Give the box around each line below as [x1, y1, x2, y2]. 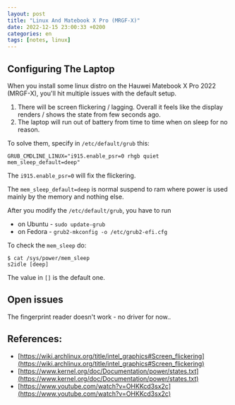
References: [7, 333, 62, 345]
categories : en [7, 30, 52, 37]
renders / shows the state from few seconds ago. [17, 110, 161, 119]
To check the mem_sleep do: [7, 241, 87, 250]
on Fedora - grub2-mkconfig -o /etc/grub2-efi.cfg [17, 227, 168, 235]
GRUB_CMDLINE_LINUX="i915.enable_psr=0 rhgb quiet [7, 153, 159, 160]
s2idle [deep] [7, 261, 49, 268]
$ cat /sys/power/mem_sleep [7, 254, 90, 262]
